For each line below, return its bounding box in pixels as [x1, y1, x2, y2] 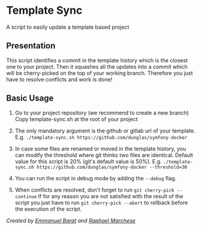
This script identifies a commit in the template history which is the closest [6, 56, 188, 63]
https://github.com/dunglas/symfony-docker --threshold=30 [37, 164, 187, 170]
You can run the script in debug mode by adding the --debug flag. [14, 174, 177, 181]
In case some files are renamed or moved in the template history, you [14, 145, 187, 152]
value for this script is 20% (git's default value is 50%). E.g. [14, 158, 162, 165]
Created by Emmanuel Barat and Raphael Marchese [6, 217, 136, 224]
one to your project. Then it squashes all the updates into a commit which [6, 63, 188, 70]
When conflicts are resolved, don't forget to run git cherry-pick [14, 186, 175, 193]
